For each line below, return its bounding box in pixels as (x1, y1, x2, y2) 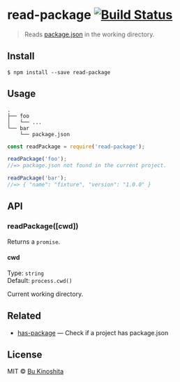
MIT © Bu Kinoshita (7, 367, 64, 376)
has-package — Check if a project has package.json (17, 328, 169, 337)
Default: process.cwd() (7, 276, 73, 284)
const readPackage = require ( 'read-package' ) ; (7, 143, 145, 150)
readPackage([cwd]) (7, 221, 79, 231)
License (7, 349, 43, 361)
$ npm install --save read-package (7, 68, 111, 76)
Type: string (7, 269, 44, 277)
